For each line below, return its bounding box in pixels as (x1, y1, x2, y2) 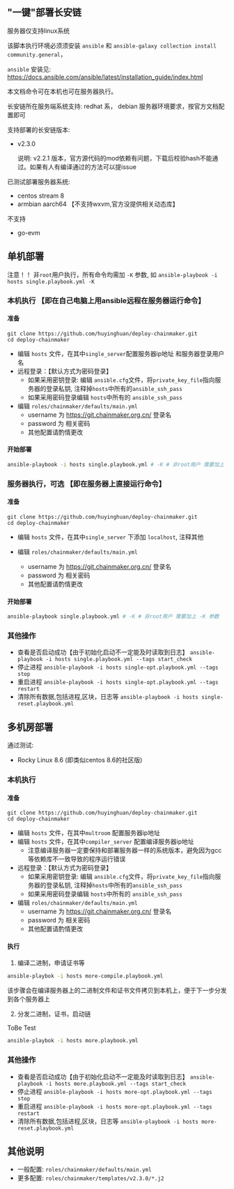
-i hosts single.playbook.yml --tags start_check (45, 656, 193, 663)
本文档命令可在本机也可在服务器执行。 (7, 87, 117, 96)
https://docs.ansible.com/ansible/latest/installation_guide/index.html (7, 73, 203, 81)
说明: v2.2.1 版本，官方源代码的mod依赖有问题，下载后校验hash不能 (17, 154, 212, 162)
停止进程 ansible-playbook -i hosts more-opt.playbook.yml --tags (17, 1087, 212, 1095)
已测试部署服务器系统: (7, 177, 71, 186)
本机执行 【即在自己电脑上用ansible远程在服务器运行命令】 (7, 295, 205, 305)
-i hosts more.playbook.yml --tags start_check (45, 1080, 187, 1087)
